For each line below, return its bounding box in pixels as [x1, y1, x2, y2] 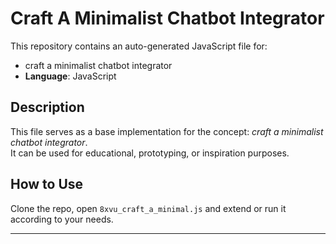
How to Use [10, 176, 84, 193]
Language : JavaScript [24, 70, 117, 82]
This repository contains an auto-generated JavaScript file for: [10, 40, 268, 52]
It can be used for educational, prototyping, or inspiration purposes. [10, 147, 290, 159]
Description [10, 99, 85, 116]
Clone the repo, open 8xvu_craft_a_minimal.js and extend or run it [10, 202, 287, 214]
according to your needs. [10, 213, 114, 225]
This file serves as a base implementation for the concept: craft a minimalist [10, 125, 324, 137]
